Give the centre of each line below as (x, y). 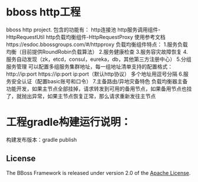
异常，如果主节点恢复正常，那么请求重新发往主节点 (94, 96)
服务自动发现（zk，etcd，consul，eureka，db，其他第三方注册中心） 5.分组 (99, 59)
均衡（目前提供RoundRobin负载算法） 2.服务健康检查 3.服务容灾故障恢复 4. (97, 51)
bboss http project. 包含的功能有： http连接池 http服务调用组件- (83, 30)
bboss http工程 (43, 12)
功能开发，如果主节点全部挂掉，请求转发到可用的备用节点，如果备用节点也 (96, 89)
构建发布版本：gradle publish (42, 139)
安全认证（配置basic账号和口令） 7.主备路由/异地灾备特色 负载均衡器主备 (99, 81)
